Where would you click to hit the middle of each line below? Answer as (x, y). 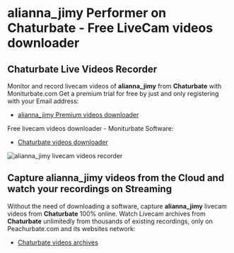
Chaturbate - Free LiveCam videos (110, 28)
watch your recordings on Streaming (89, 189)
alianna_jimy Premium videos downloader (78, 115)
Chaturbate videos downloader (63, 142)
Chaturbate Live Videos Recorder (82, 69)
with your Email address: (43, 101)
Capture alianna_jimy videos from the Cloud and (116, 178)
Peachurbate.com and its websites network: (71, 228)
